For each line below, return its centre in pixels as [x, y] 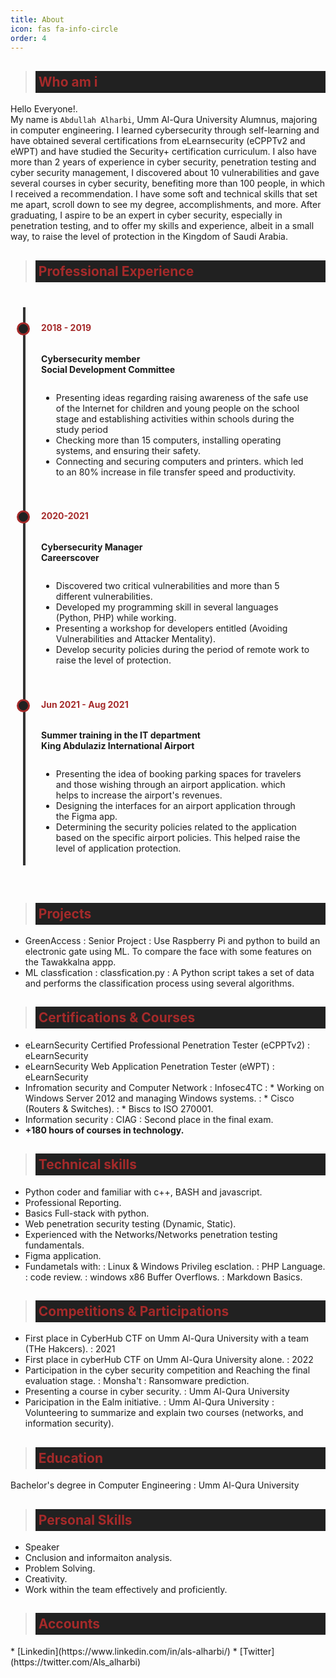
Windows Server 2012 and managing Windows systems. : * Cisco [159, 1098]
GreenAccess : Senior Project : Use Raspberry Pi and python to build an [172, 940]
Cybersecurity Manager [92, 547]
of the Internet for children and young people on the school [177, 408]
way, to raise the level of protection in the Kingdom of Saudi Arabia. [149, 237]
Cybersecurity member [91, 358]
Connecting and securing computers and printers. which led [179, 461]
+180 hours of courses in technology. [104, 1130]
